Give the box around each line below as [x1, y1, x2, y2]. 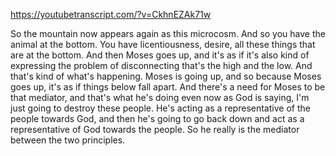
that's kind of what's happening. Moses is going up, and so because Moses [10, 70, 322, 82]
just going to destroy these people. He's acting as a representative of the [10, 102, 311, 114]
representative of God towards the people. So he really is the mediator [10, 124, 300, 135]
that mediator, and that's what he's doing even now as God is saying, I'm [10, 92, 310, 103]
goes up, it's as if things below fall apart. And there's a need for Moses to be [10, 81, 326, 93]
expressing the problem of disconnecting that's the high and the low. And [10, 60, 313, 71]
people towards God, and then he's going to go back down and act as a [10, 113, 305, 124]
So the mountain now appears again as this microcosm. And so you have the [10, 28, 326, 39]
